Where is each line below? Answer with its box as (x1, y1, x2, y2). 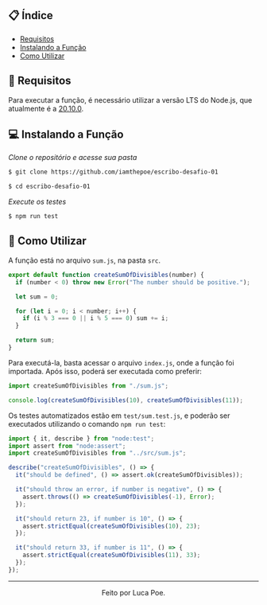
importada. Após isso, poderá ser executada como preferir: (8, 366, 203, 376)
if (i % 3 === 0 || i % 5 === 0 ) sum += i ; (22, 314, 169, 322)
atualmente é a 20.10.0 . (8, 103, 84, 113)
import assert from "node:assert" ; (8, 442, 126, 450)
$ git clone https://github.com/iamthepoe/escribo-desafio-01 (8, 168, 219, 176)
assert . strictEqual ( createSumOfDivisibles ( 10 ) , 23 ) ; (22, 522, 201, 530)
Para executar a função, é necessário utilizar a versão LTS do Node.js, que (8, 95, 253, 104)
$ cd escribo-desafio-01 (8, 182, 91, 191)
